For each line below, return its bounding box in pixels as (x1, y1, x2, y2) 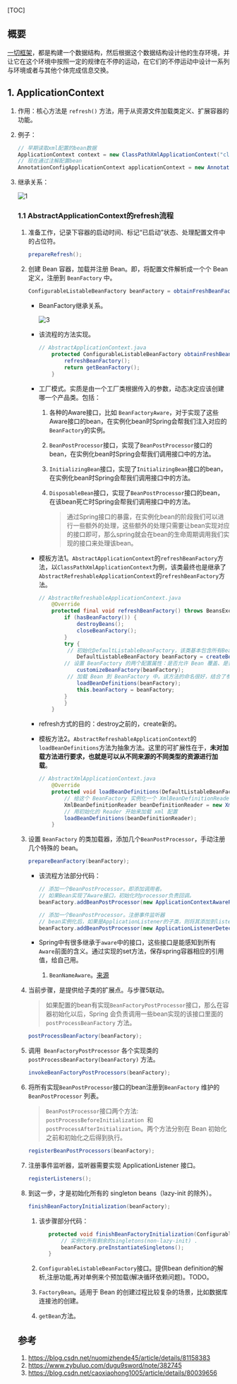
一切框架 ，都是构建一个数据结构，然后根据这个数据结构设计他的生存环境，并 (7, 48, 230, 57)
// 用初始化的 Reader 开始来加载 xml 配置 (63, 808, 178, 815)
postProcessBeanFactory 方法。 (45, 1019, 136, 1027)
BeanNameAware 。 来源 (49, 971, 109, 979)
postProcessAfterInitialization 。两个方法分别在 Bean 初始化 (45, 1125, 227, 1133)
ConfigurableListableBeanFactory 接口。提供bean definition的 (38, 1264, 217, 1272)
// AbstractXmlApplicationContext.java (38, 775, 157, 783)
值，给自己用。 (38, 956, 83, 964)
